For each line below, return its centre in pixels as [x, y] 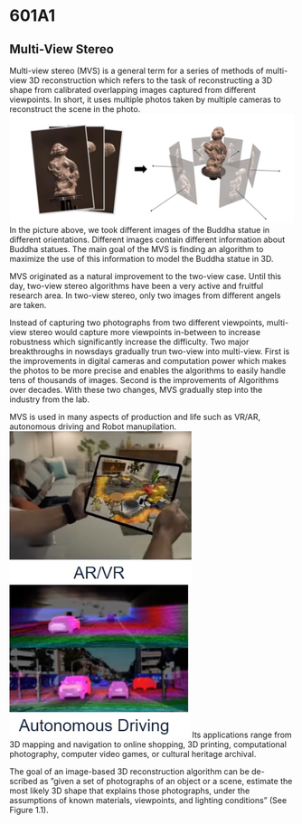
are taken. [28, 304]
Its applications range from [241, 735]
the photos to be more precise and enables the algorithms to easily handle [148, 370]
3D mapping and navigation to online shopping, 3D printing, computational [148, 744]
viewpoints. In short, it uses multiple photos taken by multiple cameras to [146, 99]
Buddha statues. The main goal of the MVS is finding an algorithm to [137, 248]
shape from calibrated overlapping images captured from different [132, 90]
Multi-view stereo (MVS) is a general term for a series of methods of [137, 70]
